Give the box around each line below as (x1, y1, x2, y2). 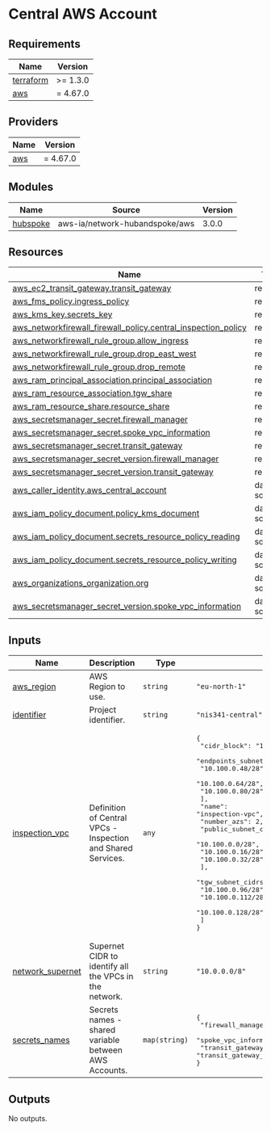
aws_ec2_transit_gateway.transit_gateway (12, 283, 172, 294)
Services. (89, 853, 125, 864)
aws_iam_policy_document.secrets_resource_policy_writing (12, 554, 237, 565)
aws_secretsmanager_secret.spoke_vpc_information (12, 427, 211, 439)
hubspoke (12, 217, 51, 229)
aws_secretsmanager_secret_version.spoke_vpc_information (12, 601, 242, 612)
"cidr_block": (200, 742, 252, 750)
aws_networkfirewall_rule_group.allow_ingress (12, 335, 190, 347)
